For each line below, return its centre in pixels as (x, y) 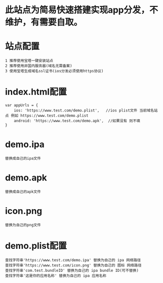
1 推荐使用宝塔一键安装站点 (29, 61)
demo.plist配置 (36, 246)
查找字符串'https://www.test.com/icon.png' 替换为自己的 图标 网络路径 (73, 265)
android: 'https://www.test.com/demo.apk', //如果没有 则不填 (77, 121)
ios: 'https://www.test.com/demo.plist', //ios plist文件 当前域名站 (86, 110)
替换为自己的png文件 (23, 225)
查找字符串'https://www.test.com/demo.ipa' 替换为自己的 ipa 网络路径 (73, 260)
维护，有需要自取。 (44, 22)
